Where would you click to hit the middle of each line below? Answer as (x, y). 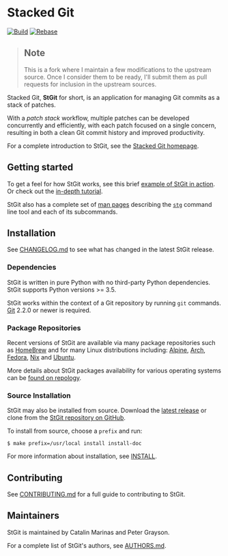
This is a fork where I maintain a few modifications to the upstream (117, 69)
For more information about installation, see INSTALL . (82, 456)
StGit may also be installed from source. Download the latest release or (107, 410)
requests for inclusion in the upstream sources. (90, 84)
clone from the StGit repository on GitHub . (67, 418)
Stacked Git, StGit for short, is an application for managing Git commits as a (114, 97)
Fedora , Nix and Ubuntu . (42, 357)
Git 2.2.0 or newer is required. (49, 310)
